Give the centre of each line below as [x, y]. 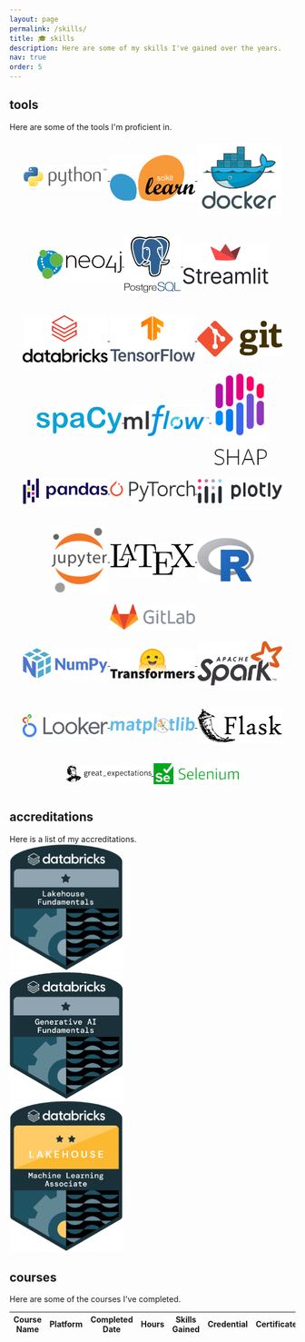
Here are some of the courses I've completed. [95, 1299]
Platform [66, 1324]
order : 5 [26, 67]
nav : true [28, 58]
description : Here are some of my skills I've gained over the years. [146, 48]
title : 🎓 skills [42, 38]
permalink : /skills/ [49, 29]
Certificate [276, 1324]
